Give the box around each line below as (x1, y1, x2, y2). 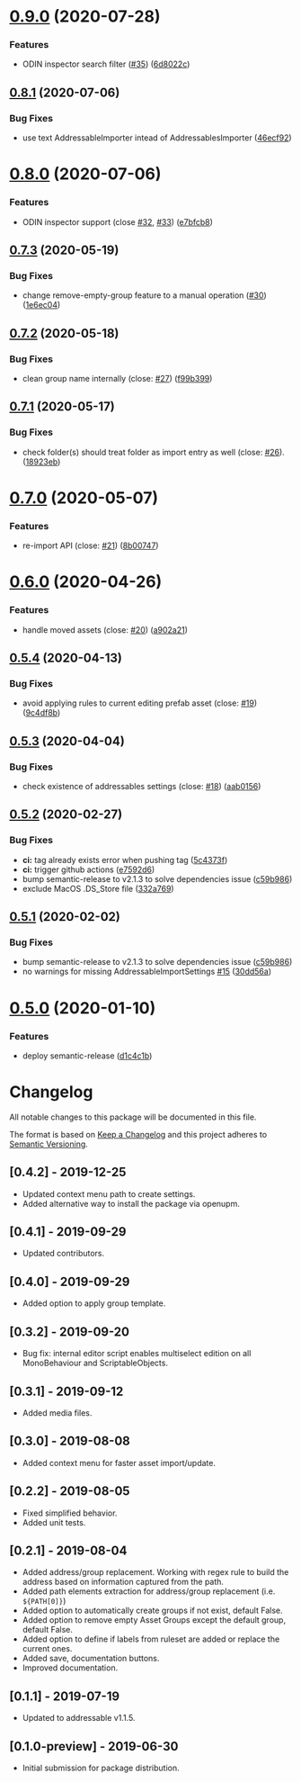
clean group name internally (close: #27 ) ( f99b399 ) (22, 373, 213, 384)
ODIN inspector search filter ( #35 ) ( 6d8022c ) (22, 58, 190, 69)
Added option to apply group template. (22, 1298, 166, 1309)
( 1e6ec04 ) (22, 300, 61, 310)
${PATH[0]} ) (22, 1596, 66, 1606)
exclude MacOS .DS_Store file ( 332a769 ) (22, 883, 174, 894)
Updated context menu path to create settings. (22, 1188, 196, 1199)
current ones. (22, 1643, 73, 1654)
